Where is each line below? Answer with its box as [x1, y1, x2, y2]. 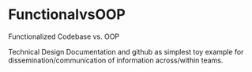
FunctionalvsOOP [8, 6, 126, 24]
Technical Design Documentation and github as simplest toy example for [8, 47, 244, 56]
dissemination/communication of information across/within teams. [8, 55, 224, 65]
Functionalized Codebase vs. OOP [8, 32, 120, 41]
